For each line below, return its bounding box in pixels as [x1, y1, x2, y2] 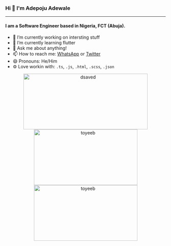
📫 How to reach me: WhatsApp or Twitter [12, 50, 101, 57]
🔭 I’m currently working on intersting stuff [12, 34, 100, 40]
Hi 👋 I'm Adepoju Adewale [5, 5, 71, 12]
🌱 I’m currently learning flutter [12, 39, 76, 45]
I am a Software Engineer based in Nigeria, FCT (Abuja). [5, 22, 126, 29]
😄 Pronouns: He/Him [12, 58, 58, 64]
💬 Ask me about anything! [12, 45, 67, 51]
